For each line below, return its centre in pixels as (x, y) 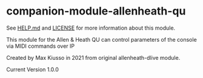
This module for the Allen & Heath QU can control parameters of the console (101, 39)
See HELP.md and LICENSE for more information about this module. (91, 28)
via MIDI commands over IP (41, 46)
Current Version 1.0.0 (33, 69)
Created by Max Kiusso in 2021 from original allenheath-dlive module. (93, 57)
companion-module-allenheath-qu (96, 11)
